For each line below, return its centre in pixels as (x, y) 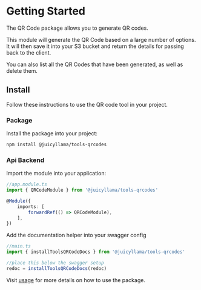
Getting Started (46, 11)
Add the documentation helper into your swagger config (76, 235)
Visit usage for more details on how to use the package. (76, 280)
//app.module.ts (27, 184)
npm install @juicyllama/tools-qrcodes (57, 145)
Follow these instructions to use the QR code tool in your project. (87, 104)
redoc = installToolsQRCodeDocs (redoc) (57, 268)
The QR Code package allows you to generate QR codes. (77, 28)
